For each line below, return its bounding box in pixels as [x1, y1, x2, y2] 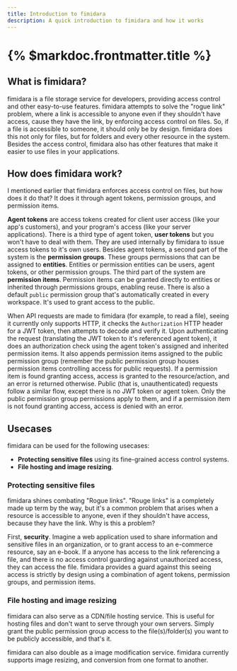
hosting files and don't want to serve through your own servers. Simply [7, 619, 214, 628]
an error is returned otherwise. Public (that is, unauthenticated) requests [7, 380, 218, 388]
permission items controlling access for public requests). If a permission [7, 364, 218, 373]
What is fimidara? [7, 76, 87, 88]
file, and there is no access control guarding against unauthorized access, [7, 556, 224, 564]
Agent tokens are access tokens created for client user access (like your [7, 215, 220, 224]
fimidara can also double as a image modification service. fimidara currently [7, 648, 229, 656]
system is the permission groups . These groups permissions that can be [7, 253, 221, 261]
